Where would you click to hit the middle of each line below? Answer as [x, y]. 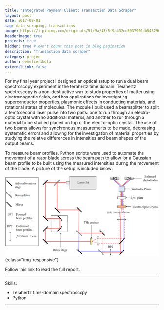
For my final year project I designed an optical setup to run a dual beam [77, 81]
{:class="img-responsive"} [32, 260]
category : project [24, 57]
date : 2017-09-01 [23, 20]
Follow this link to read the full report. [42, 269]
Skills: [11, 283]
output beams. [20, 143]
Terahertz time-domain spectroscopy [50, 292]
